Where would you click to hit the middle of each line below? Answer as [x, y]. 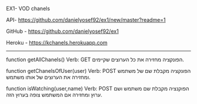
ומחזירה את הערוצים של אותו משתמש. [48, 77]
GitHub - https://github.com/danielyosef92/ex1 [62, 31]
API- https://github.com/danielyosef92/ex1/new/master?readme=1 [86, 20]
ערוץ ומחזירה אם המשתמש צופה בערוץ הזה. [54, 95]
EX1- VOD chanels [28, 9]
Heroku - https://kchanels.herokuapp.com [57, 43]
